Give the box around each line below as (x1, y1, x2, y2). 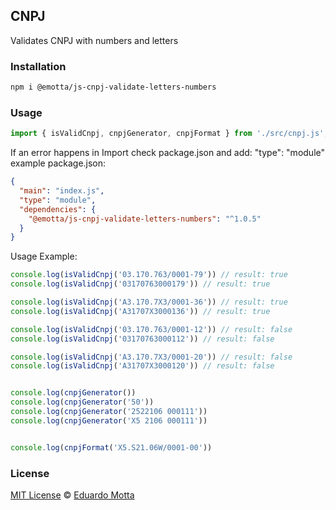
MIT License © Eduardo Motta (10, 489, 135, 501)
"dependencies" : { (19, 204, 97, 214)
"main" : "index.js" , (19, 186, 105, 196)
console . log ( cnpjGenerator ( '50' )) (10, 397, 155, 408)
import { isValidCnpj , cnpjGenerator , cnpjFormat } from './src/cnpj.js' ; (10, 129, 329, 139)
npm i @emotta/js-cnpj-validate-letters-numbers (10, 82, 217, 93)
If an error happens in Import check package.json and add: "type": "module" (10, 147, 326, 159)
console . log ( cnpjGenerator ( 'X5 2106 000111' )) (10, 415, 208, 426)
